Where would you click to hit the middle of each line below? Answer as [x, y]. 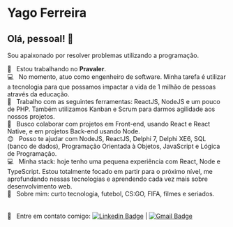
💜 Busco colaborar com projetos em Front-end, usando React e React [109, 124]
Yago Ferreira [47, 13]
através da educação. [38, 94]
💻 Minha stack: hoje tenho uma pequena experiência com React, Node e [114, 161]
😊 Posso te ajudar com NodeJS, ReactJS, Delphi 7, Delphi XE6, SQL [107, 139]
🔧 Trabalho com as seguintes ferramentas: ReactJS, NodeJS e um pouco [114, 102]
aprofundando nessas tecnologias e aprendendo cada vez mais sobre [107, 179]
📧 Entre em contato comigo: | [77, 216]
